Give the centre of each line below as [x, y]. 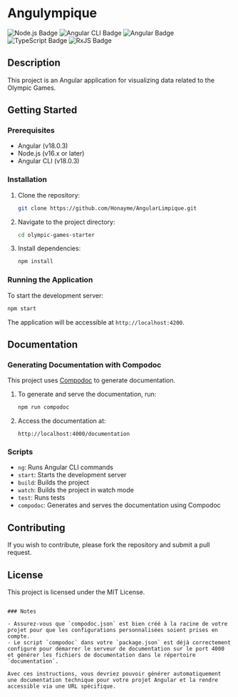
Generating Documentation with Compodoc [84, 365]
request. [20, 553]
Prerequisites [31, 131]
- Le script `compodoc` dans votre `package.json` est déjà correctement [119, 643]
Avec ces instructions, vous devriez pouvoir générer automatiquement [114, 674]
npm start [22, 308]
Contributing [36, 528]
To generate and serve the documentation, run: [87, 395]
